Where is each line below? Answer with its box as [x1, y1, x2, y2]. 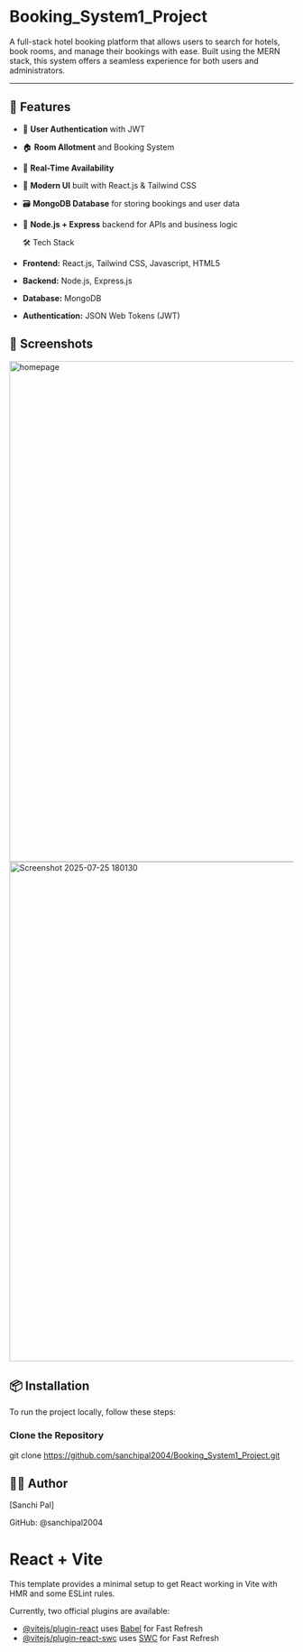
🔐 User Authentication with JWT [22, 124, 146, 134]
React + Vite [9, 1549, 104, 1569]
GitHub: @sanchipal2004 [9, 1518, 104, 1528]
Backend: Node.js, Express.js [22, 275, 133, 286]
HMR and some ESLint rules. [9, 1588, 115, 1599]
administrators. [9, 65, 66, 76]
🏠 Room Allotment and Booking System [22, 142, 175, 152]
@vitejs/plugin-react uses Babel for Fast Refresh [22, 1623, 204, 1634]
